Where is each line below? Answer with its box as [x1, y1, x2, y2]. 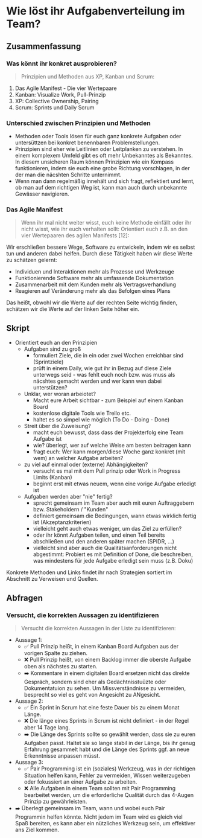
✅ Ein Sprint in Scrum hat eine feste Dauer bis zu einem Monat [24, 703, 180, 711]
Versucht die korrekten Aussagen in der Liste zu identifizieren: [21, 624, 176, 632]
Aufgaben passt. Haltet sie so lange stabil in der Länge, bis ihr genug [24, 739, 195, 746]
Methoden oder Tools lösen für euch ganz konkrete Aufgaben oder [14, 133, 181, 140]
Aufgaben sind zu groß [24, 345, 81, 353]
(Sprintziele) [33, 358, 64, 366]
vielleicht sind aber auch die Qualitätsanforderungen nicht [33, 545, 177, 552]
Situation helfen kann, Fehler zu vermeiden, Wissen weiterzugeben [24, 772, 191, 779]
